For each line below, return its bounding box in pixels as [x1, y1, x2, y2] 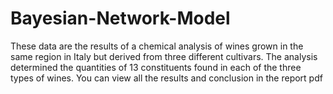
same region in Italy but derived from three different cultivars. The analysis [10, 50, 318, 62]
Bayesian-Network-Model [10, 7, 231, 30]
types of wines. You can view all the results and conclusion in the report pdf [10, 72, 323, 84]
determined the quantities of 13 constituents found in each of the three [10, 61, 302, 73]
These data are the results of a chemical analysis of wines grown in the [10, 40, 304, 52]
